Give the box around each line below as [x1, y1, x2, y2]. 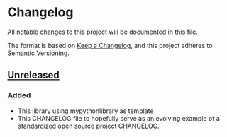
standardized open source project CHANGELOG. [17, 121, 160, 130]
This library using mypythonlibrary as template [17, 107, 154, 115]
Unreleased [7, 69, 60, 81]
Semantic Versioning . [7, 49, 70, 57]
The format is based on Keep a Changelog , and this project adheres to [7, 41, 213, 49]
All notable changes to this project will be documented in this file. [7, 28, 199, 36]
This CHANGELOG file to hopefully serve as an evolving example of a [17, 114, 220, 122]
